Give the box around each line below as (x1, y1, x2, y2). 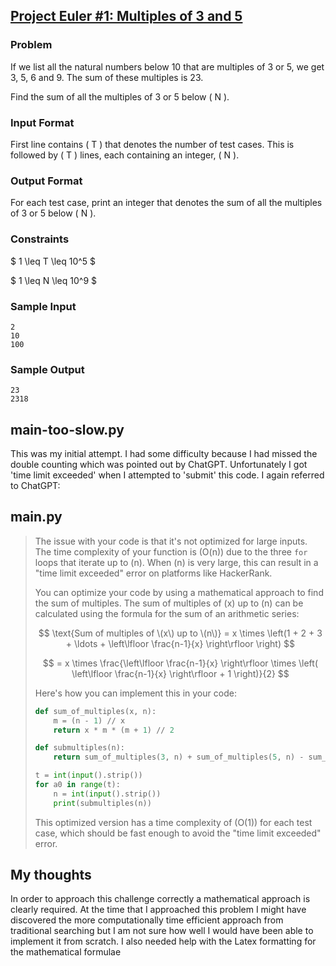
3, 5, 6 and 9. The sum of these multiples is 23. (10, 71, 204, 83)
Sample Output (10, 362, 85, 376)
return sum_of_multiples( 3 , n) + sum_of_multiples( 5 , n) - (53, 752, 305, 763)
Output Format (10, 174, 83, 188)
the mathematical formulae (10, 946, 122, 958)
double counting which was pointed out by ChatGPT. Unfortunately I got (10, 458, 308, 470)
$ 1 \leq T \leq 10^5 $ (10, 255, 97, 267)
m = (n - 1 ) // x (53, 715, 126, 726)
